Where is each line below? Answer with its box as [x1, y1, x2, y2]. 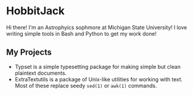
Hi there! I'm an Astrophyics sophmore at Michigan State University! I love [6, 24, 188, 31]
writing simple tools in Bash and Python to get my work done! [6, 30, 157, 37]
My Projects [6, 47, 52, 58]
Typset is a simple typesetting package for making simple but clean [14, 63, 180, 70]
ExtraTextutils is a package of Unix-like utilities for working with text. [14, 75, 183, 83]
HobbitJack [6, 4, 65, 18]
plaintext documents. [14, 69, 67, 77]
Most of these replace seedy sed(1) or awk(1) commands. [14, 82, 157, 89]
